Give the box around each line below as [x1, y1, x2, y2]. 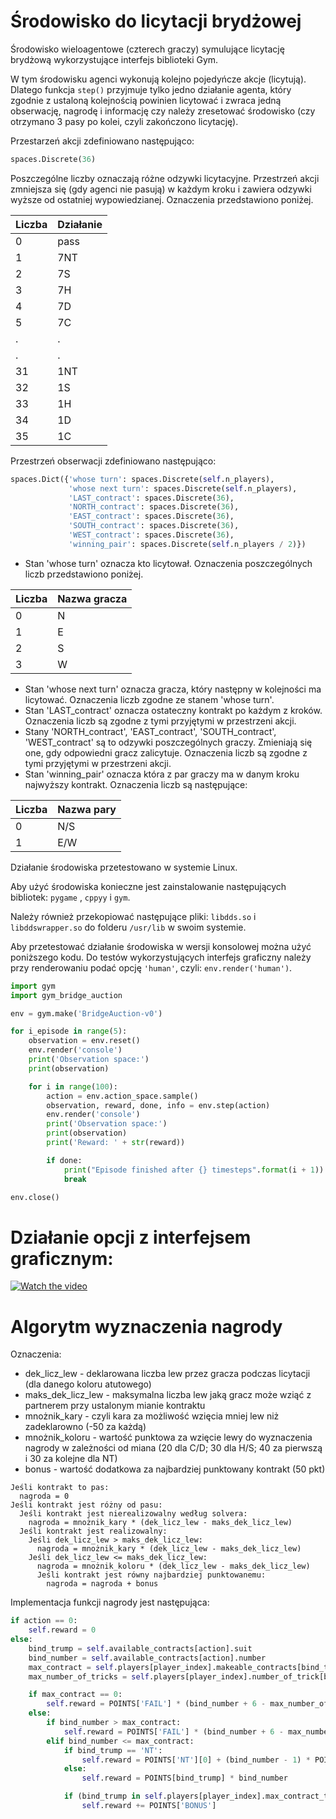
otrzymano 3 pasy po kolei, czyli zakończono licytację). [10, 115, 239, 127]
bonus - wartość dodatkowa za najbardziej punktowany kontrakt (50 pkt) [24, 1463, 326, 1475]
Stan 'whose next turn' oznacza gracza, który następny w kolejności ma [24, 683, 322, 695]
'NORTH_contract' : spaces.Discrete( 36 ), [68, 502, 240, 512]
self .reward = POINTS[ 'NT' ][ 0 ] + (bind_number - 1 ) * [81, 1755, 311, 1765]
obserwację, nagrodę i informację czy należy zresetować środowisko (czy [10, 105, 316, 117]
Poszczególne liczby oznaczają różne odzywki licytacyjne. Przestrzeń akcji [10, 172, 320, 184]
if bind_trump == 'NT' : [63, 1745, 163, 1755]
